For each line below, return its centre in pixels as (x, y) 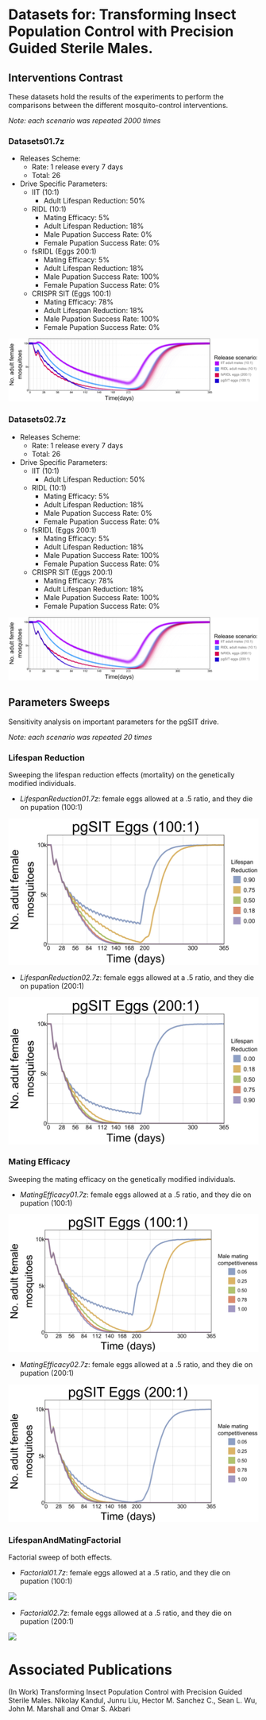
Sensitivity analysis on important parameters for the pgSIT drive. (114, 722)
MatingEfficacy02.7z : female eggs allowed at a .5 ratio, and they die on (136, 1365)
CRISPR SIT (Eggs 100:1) (71, 294)
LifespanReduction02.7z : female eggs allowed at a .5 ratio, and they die (137, 978)
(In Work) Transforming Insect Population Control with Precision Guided (125, 1692)
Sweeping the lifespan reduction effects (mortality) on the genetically (121, 775)
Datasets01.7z (37, 141)
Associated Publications (90, 1670)
